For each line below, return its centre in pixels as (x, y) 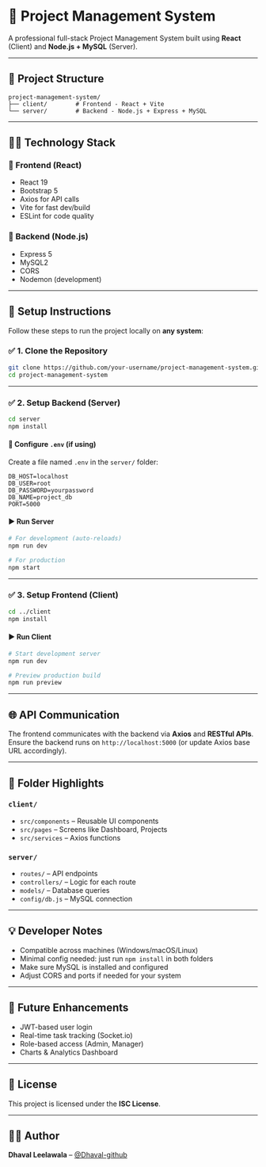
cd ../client (30, 612)
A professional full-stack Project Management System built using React (125, 38)
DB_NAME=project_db (40, 497)
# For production (37, 560)
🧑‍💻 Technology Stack (62, 143)
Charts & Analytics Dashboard (69, 1052)
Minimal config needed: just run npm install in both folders (116, 959)
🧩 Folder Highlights (56, 783)
